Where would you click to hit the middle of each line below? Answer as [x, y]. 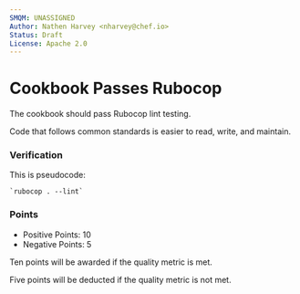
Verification [36, 155]
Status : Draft [36, 35]
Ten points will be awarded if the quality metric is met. [111, 262]
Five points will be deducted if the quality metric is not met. [120, 279]
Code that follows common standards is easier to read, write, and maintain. [150, 131]
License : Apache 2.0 [49, 43]
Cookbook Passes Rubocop [116, 89]
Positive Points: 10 [57, 235]
